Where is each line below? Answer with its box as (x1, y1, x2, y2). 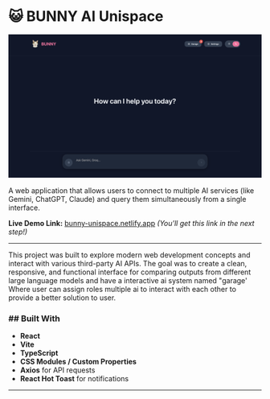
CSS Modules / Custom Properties (19, 357, 137, 367)
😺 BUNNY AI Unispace (8, 7, 164, 26)
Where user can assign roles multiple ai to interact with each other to (8, 284, 237, 294)
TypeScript (19, 348, 59, 358)
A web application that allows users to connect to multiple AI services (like (8, 185, 255, 195)
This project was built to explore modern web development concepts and (8, 249, 251, 260)
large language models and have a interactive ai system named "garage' (8, 275, 247, 285)
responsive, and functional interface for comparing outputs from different (8, 267, 252, 277)
